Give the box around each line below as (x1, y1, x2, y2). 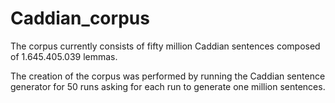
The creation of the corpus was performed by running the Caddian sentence (10, 70, 326, 82)
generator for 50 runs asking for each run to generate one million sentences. (10, 80, 326, 92)
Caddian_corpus (10, 7, 150, 30)
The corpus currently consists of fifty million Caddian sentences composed (10, 40, 321, 52)
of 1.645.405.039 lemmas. (10, 50, 118, 62)
